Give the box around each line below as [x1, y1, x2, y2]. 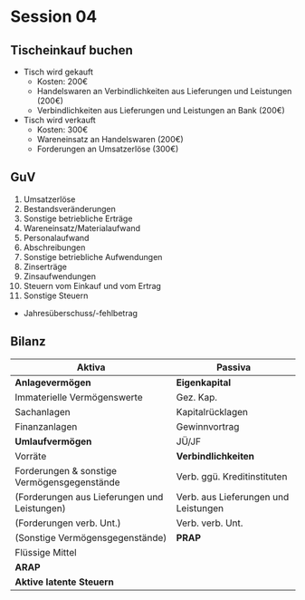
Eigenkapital [176, 376, 232, 389]
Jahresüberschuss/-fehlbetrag [23, 307, 138, 318]
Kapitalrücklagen [176, 405, 248, 418]
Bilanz [10, 334, 46, 350]
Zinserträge [23, 261, 67, 272]
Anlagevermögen [14, 376, 91, 389]
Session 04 [10, 6, 98, 27]
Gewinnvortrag [176, 420, 240, 432]
